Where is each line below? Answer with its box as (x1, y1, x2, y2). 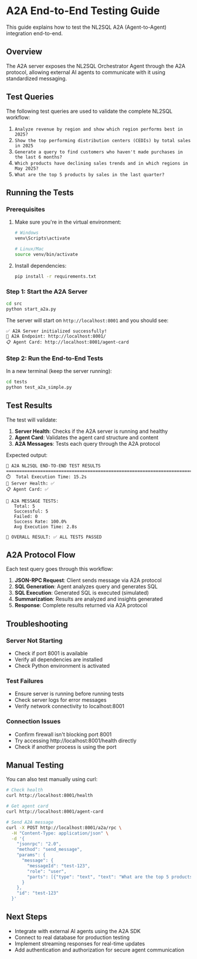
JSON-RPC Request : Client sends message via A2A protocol (14, 577, 162, 584)
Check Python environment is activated (14, 662, 110, 669)
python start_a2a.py (6, 306, 57, 312)
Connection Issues (6, 718, 61, 726)
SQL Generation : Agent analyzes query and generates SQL (14, 583, 158, 590)
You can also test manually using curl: (6, 776, 98, 783)
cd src (6, 301, 22, 307)
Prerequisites (6, 205, 45, 213)
